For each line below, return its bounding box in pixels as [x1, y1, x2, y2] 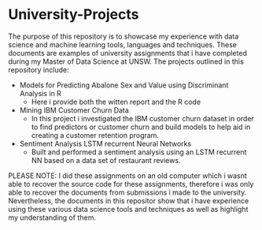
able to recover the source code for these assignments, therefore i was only [8, 179, 254, 188]
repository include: [8, 65, 69, 74]
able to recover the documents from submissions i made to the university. [8, 187, 247, 197]
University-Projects [8, 6, 139, 24]
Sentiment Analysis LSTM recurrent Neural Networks [19, 139, 192, 148]
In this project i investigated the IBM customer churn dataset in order [31, 113, 254, 123]
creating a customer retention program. [31, 130, 160, 139]
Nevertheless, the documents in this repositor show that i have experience [8, 195, 249, 206]
